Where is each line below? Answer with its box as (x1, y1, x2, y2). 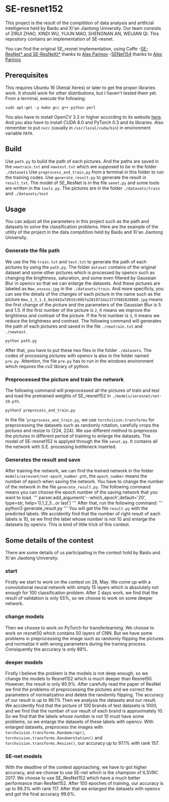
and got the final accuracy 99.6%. (5, 791, 76, 797)
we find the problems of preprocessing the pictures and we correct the (5, 686, 153, 692)
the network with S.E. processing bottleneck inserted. (5, 443, 117, 450)
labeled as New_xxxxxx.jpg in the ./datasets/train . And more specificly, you (5, 285, 164, 291)
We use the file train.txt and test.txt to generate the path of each (5, 258, 147, 264)
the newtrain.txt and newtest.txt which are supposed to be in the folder (5, 163, 157, 169)
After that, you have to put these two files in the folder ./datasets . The (5, 347, 152, 353)
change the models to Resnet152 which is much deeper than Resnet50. (5, 676, 153, 682)
